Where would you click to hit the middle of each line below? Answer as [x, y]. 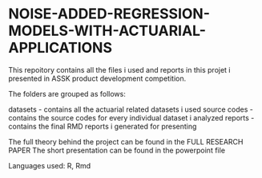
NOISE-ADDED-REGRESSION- [109, 14]
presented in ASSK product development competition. [97, 78]
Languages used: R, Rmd [50, 165]
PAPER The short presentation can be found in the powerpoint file [117, 150]
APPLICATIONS [60, 48]
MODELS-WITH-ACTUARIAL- [107, 31]
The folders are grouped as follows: [67, 93]
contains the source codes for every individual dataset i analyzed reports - [131, 117]
